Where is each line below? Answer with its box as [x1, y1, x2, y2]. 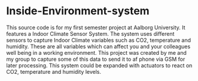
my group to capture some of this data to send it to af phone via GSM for [6, 55, 185, 63]
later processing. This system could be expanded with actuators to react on [6, 61, 193, 69]
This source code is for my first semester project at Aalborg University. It [6, 24, 185, 31]
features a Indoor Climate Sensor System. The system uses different [6, 30, 175, 37]
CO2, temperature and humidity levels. [6, 68, 102, 75]
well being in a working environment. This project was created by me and [6, 49, 187, 56]
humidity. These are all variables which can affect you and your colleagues [6, 43, 191, 50]
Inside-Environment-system [6, 4, 150, 18]
